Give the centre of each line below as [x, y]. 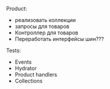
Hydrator [26, 68]
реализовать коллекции [45, 20]
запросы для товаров [42, 26]
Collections [29, 81]
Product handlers [36, 74]
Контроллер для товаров [46, 33]
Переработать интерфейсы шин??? [59, 39]
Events [23, 62]
